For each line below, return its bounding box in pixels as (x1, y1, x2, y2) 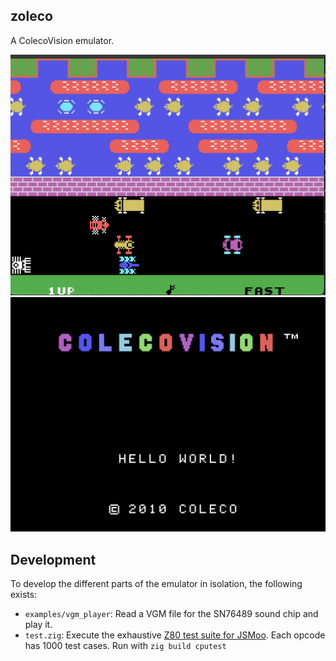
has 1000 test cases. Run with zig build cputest (24, 640, 227, 652)
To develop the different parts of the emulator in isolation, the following (10, 578, 303, 590)
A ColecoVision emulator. (10, 34, 115, 46)
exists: (10, 589, 38, 601)
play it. (24, 619, 53, 631)
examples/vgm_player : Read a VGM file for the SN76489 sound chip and (24, 608, 319, 620)
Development (10, 551, 97, 568)
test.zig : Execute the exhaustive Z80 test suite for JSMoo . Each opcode (24, 629, 326, 641)
